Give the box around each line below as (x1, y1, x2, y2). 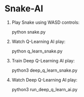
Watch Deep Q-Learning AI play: (11, 77, 78, 83)
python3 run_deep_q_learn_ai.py (11, 86, 78, 92)
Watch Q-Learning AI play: (11, 38, 66, 45)
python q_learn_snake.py (11, 48, 63, 54)
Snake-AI (4, 3, 44, 14)
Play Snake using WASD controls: (11, 19, 80, 25)
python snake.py (11, 29, 46, 35)
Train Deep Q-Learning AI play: (11, 57, 75, 63)
